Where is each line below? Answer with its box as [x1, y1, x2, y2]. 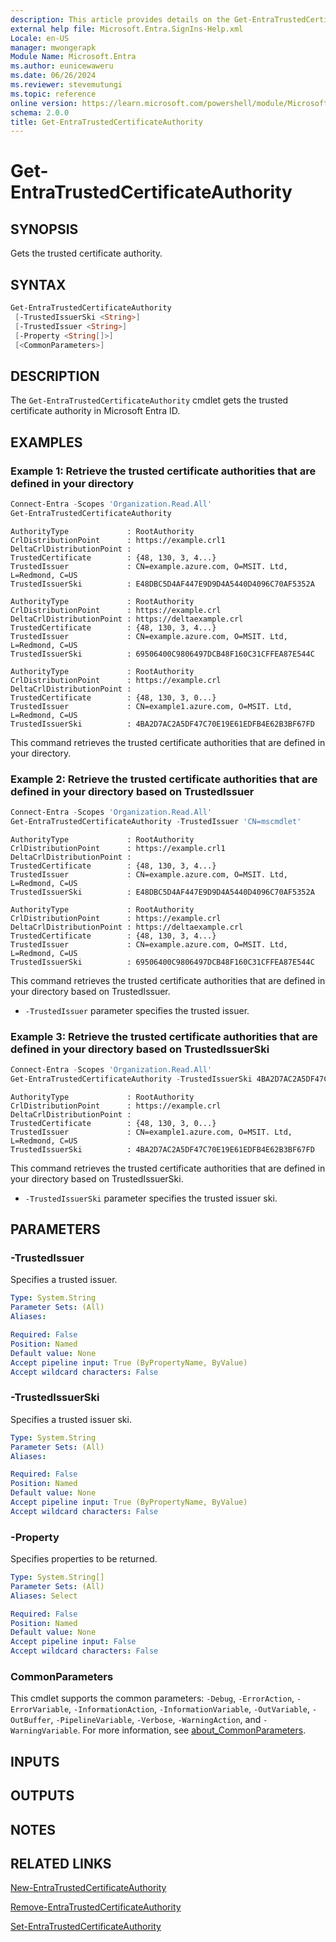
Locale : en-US [10, 33, 70, 43]
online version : [10, 98, 78, 108]
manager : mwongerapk [10, 42, 97, 53]
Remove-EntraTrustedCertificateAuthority [10, 1901, 182, 1913]
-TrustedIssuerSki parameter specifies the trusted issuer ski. [24, 1192, 278, 1204]
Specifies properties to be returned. [10, 1553, 158, 1565]
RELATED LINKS [10, 1855, 112, 1872]
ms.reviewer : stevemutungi [10, 80, 123, 90]
